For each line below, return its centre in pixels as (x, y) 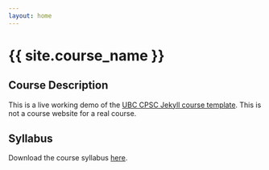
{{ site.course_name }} (87, 55)
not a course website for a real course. (72, 113)
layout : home (30, 16)
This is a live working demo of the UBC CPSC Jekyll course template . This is (135, 105)
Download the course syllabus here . (68, 158)
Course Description (58, 85)
